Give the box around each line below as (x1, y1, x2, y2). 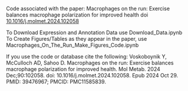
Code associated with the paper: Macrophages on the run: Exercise (6, 5, 170, 12)
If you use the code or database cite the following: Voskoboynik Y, (6, 53, 167, 60)
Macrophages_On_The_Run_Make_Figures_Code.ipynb (6, 41, 139, 48)
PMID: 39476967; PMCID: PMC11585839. (6, 78, 106, 85)
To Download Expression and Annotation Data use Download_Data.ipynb (6, 29, 183, 36)
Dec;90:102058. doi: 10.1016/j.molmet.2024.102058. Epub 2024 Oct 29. (6, 72, 179, 79)
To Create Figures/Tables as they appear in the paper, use (6, 35, 147, 42)
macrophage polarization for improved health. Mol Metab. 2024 (6, 66, 160, 73)
